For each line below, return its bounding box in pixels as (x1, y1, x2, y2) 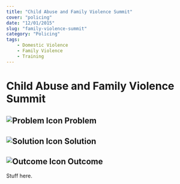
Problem (64, 116, 97, 126)
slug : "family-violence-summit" (6, 25, 87, 32)
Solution (64, 136, 97, 146)
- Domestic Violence (17, 43, 68, 49)
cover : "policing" (6, 14, 52, 20)
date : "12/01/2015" (6, 20, 55, 26)
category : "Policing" (6, 31, 61, 37)
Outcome (67, 156, 103, 167)
